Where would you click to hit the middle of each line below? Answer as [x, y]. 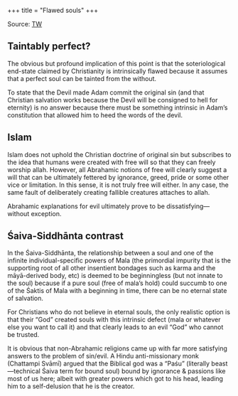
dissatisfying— [188, 206]
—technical [24, 371]
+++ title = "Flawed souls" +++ [53, 10]
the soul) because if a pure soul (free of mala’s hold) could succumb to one [117, 283]
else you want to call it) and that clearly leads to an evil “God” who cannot [115, 327]
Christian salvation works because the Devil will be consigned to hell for [113, 100]
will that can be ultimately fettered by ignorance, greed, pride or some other [118, 177]
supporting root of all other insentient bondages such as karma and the [112, 268]
